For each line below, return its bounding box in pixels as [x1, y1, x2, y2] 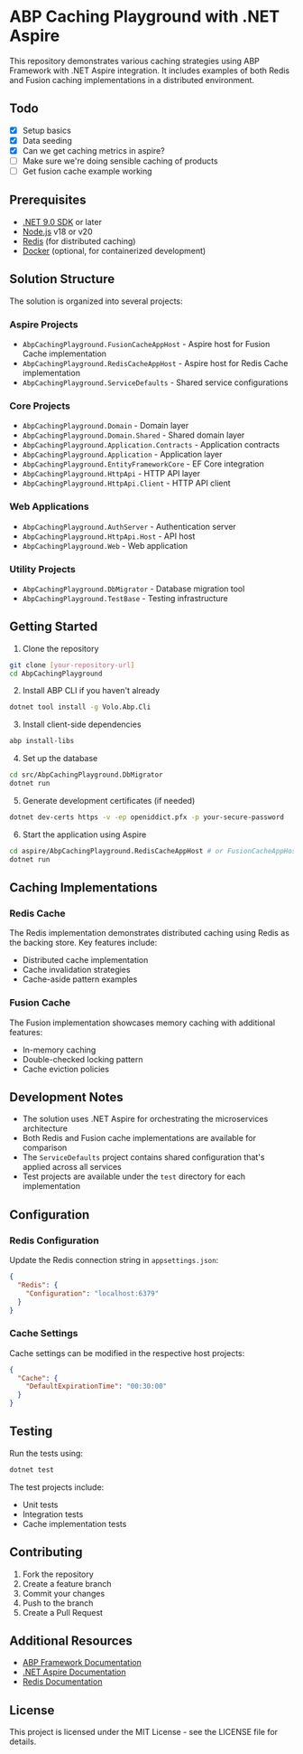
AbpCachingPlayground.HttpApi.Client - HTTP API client [22, 477, 232, 489]
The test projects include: [9, 1481, 105, 1493]
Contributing [9, 1544, 83, 1561]
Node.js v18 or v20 [22, 226, 93, 237]
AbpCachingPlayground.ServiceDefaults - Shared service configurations [22, 377, 289, 388]
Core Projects [9, 400, 70, 412]
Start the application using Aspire [22, 829, 147, 840]
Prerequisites [9, 193, 87, 208]
